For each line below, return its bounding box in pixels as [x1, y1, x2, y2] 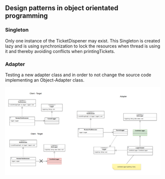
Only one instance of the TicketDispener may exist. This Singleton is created [5, 38, 160, 44]
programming [5, 12, 48, 20]
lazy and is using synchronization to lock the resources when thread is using [5, 43, 161, 49]
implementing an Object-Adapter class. [5, 77, 85, 83]
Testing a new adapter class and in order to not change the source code [5, 72, 152, 78]
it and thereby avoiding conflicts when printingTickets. [5, 48, 115, 54]
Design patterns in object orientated [5, 4, 119, 12]
